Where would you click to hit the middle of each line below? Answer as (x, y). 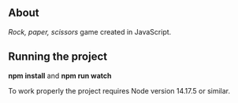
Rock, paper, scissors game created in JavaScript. (90, 31)
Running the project (58, 57)
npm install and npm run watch (60, 75)
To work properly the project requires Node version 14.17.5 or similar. (119, 90)
